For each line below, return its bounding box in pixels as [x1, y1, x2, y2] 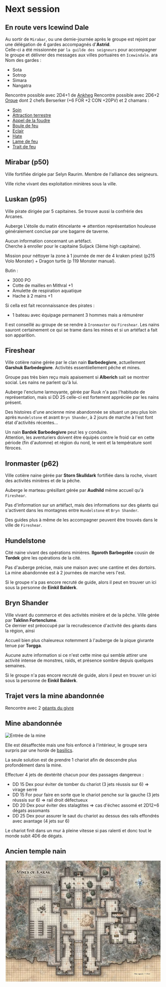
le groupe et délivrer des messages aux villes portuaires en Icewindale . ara [5, 52, 158, 58]
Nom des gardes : [5, 57, 41, 63]
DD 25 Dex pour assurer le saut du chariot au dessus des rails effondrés [12, 813, 160, 818]
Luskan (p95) [5, 195, 47, 204]
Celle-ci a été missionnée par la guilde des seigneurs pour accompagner [5, 47, 157, 52]
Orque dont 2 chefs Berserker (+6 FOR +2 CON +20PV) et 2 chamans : [5, 97, 150, 103]
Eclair [12, 128, 24, 134]
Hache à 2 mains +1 [12, 293, 53, 299]
